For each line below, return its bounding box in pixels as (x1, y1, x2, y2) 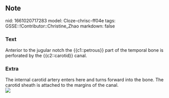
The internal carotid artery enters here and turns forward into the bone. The (5, 77, 164, 83)
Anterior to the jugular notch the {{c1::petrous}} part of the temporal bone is (5, 47, 164, 53)
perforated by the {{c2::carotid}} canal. (5, 53, 88, 59)
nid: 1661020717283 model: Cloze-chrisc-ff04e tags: (5, 17, 116, 23)
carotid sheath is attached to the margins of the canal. (5, 82, 119, 88)
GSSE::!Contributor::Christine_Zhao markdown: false (5, 23, 116, 29)
